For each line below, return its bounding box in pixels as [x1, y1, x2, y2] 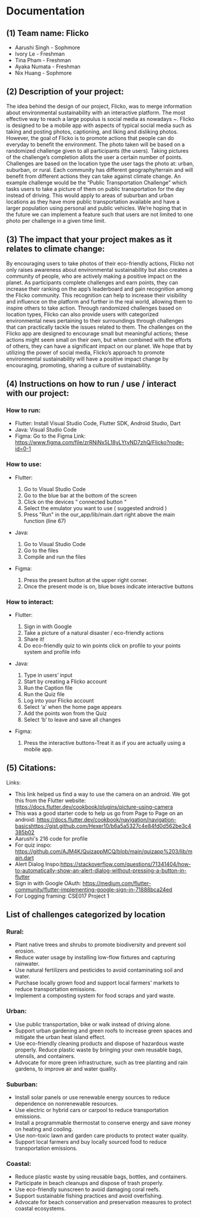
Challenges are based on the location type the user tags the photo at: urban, [6, 160, 195, 167]
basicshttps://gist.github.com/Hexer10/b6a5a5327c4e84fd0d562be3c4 [14, 822, 192, 829]
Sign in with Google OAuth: [14, 879, 82, 887]
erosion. [14, 947, 35, 955]
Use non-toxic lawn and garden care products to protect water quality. [14, 1132, 188, 1139]
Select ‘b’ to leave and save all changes [23, 716, 121, 723]
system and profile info [23, 648, 81, 655]
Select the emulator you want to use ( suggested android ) [23, 504, 167, 511]
